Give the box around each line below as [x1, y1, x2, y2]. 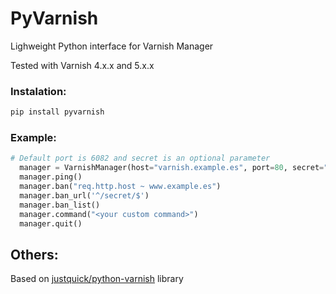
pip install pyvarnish [10, 107, 105, 117]
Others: [10, 246, 59, 263]
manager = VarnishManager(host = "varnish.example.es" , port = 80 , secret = [19, 163, 325, 173]
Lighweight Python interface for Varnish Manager [10, 40, 214, 52]
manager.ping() [19, 172, 83, 182]
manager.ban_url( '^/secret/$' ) [19, 190, 150, 201]
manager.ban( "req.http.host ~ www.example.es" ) [19, 182, 222, 192]
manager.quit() [19, 218, 83, 229]
